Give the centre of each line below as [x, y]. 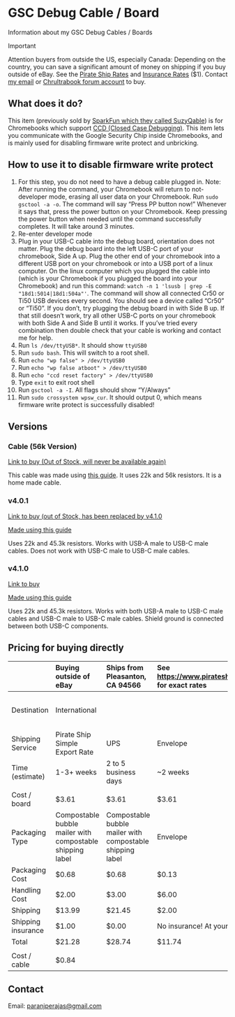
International [76, 710]
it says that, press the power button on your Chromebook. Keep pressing [122, 211]
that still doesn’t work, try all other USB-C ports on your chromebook [117, 315]
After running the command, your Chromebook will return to [104, 189]
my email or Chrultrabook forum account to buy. [77, 81]
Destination [30, 710]
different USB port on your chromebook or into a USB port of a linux [115, 263]
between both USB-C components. [58, 626]
